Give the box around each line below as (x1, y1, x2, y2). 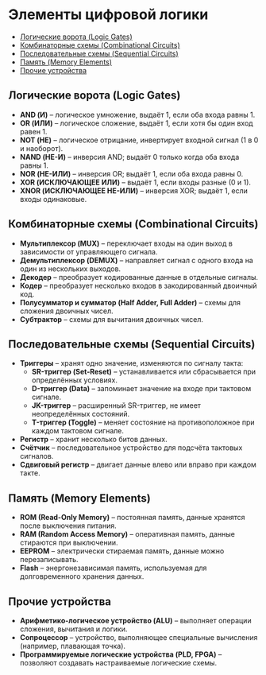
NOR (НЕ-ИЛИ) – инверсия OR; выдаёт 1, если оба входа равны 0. (19, 169, 244, 178)
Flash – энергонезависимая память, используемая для (19, 563, 207, 573)
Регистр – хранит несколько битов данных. (19, 435, 168, 444)
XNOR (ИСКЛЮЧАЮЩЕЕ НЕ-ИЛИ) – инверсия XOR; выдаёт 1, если (19, 185, 249, 196)
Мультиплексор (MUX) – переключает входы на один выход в (19, 239, 233, 248)
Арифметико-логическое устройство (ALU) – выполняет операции (19, 616, 252, 625)
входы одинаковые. (19, 194, 87, 204)
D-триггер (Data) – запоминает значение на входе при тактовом (31, 384, 252, 394)
